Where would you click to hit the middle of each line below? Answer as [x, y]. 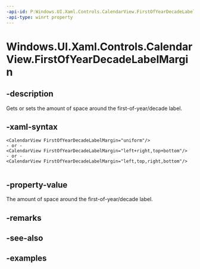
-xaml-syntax [32, 126]
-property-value [37, 185]
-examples [26, 259]
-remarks [24, 218]
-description [30, 94]
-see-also [25, 238]
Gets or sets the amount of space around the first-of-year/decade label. [94, 108]
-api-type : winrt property [40, 17]
